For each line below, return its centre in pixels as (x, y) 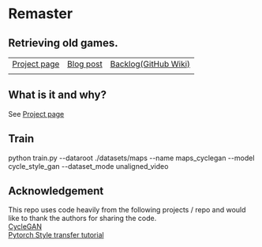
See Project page (36, 114)
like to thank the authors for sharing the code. (82, 219)
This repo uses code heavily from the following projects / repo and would (127, 210)
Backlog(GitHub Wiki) (150, 64)
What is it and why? (57, 95)
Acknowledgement (56, 191)
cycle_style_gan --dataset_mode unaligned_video (88, 166)
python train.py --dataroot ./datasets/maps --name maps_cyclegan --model (131, 158)
